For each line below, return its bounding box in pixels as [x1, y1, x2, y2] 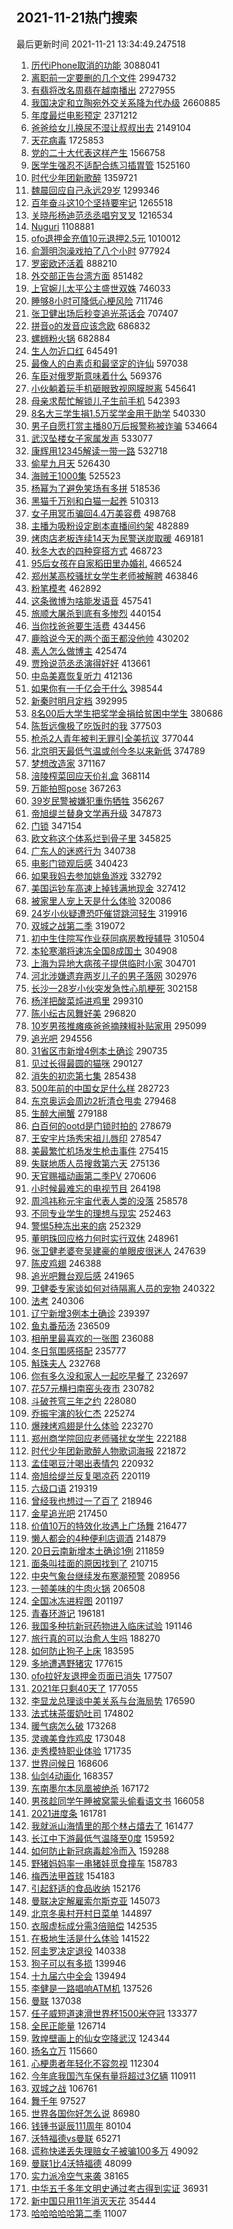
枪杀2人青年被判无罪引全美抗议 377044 [30, 732, 194, 744]
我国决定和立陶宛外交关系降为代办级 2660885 [30, 96, 221, 108]
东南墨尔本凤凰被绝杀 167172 [30, 1782, 150, 1794]
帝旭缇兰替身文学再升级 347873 [30, 807, 163, 819]
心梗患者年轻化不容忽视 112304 [30, 2057, 160, 2069]
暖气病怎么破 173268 [30, 1719, 117, 1732]
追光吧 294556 [30, 1032, 93, 1044]
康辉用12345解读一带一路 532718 [30, 444, 168, 457]
